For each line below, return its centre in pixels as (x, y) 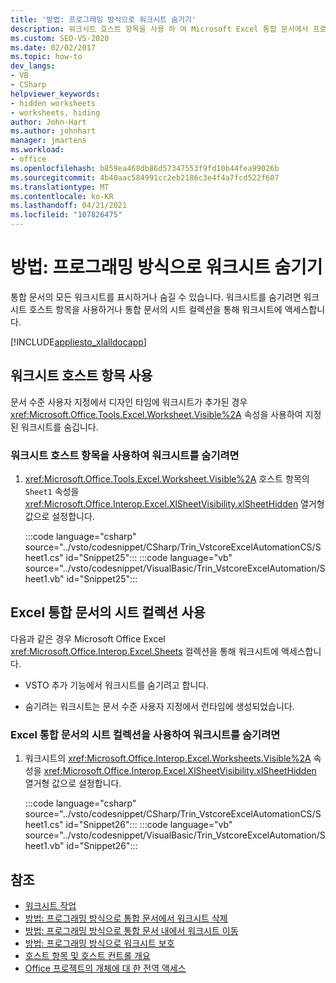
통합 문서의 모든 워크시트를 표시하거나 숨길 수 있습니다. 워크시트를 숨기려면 (156, 297)
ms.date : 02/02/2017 (53, 47)
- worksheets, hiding (55, 112)
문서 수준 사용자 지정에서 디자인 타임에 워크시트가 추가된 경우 (129, 402)
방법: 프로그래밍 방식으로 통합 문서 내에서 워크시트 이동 (131, 930)
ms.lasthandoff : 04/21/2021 (69, 206)
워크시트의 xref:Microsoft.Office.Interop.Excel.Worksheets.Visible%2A (168, 758)
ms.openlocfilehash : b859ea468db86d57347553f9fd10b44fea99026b (145, 168)
